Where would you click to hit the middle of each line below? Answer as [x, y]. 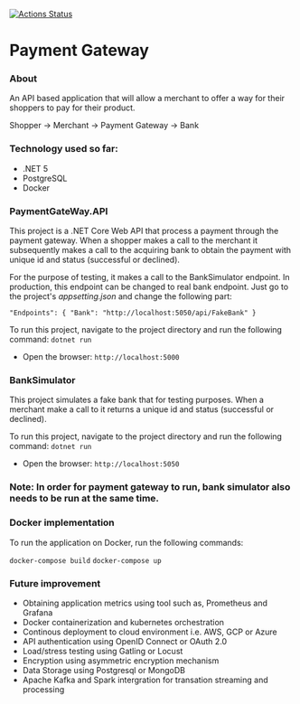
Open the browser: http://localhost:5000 [101, 357]
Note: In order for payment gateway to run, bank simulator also [150, 487]
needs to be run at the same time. [84, 499]
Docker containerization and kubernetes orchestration [123, 622]
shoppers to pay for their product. [72, 108]
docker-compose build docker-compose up [85, 560]
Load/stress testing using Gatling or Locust [103, 651]
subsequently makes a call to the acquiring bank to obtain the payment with [150, 250]
